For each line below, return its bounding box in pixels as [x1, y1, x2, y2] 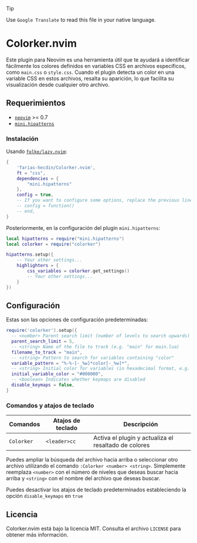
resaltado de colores [93, 441, 150, 449]
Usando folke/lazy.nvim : [6, 148, 67, 155]
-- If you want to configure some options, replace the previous [16, 198, 180, 203]
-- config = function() [16, 203, 75, 209]
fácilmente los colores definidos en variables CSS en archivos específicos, [6, 62, 186, 69]
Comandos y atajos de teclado [6, 401, 94, 409]
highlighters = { [16, 263, 59, 269]
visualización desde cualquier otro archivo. [6, 81, 110, 88]
